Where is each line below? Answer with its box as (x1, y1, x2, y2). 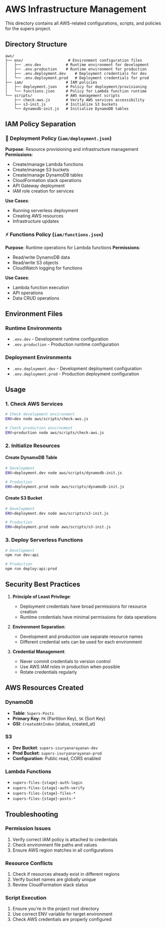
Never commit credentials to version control (20, 658, 111, 664)
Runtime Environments (5, 325, 62, 332)
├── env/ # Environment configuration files (5, 58, 142, 63)
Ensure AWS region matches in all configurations (12, 847, 114, 853)
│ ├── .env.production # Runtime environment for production (5, 66, 147, 71)
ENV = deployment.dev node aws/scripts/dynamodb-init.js (5, 470, 122, 476)
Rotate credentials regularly (20, 669, 77, 675)
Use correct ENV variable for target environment (12, 911, 113, 917)
